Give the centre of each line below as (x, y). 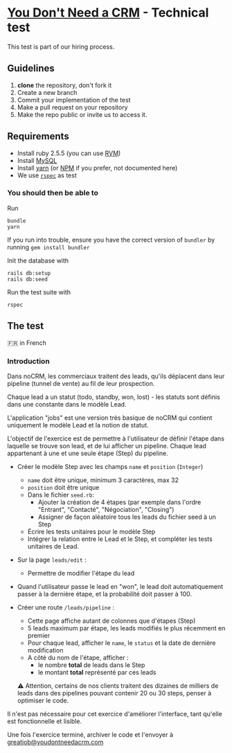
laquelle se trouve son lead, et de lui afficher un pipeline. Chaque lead (107, 445)
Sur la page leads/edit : (52, 560)
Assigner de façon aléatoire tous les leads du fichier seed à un (127, 517)
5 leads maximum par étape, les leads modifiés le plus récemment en (126, 628)
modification (45, 650)
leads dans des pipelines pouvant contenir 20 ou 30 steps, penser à (114, 693)
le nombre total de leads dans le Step (91, 665)
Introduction (28, 361)
